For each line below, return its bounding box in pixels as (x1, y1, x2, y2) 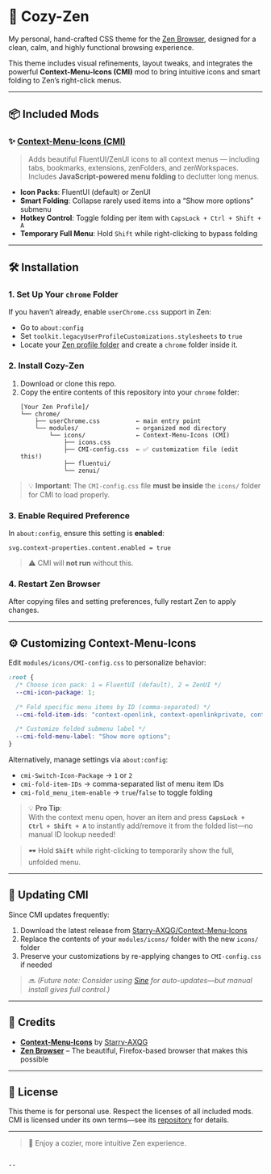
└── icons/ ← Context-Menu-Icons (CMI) (49, 431, 231, 439)
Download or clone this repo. (19, 378, 117, 388)
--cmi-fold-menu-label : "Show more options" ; (15, 733, 172, 741)
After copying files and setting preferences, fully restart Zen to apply (8, 597, 236, 606)
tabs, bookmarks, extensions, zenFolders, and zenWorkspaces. (27, 163, 240, 172)
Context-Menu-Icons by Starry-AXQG (19, 1037, 148, 1046)
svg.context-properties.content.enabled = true (8, 543, 172, 552)
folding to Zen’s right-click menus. (8, 75, 123, 85)
